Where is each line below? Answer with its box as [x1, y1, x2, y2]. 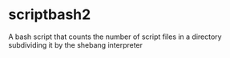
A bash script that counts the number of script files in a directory [8, 32, 222, 41]
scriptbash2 [8, 6, 91, 24]
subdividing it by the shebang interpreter [8, 40, 143, 49]
